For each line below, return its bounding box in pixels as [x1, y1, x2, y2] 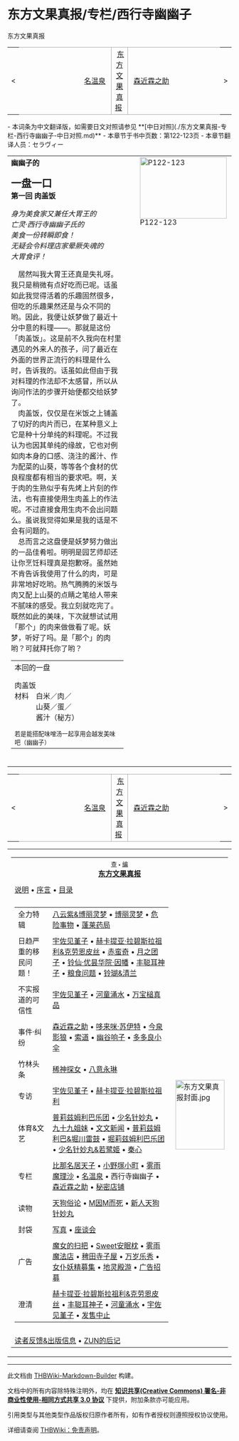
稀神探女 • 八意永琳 [52, 1064, 117, 1074]
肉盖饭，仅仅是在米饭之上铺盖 [18, 408, 119, 418]
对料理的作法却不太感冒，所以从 [11, 376, 119, 386]
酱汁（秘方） [36, 712, 80, 722]
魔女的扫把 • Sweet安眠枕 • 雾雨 [52, 1241, 161, 1251]
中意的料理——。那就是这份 [18, 322, 112, 332]
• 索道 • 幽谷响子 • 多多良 [68, 1032, 155, 1042]
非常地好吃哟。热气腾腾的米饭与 [11, 579, 119, 589]
